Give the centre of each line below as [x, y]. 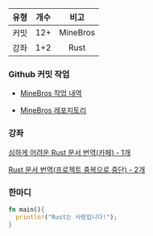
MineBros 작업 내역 [51, 93]
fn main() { [27, 209]
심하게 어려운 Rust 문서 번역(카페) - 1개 [70, 152]
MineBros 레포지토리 [53, 110]
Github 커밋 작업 [39, 74]
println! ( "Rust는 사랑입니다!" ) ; [67, 217]
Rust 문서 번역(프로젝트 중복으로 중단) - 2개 [77, 169]
